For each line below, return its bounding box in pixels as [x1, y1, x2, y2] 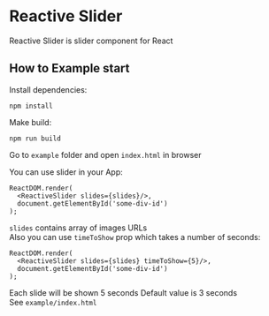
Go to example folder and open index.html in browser [9, 149, 202, 160]
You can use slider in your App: [9, 166, 124, 177]
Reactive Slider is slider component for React [9, 35, 173, 46]
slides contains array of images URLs [9, 222, 148, 233]
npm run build [9, 134, 62, 143]
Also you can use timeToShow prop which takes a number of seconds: [9, 231, 261, 242]
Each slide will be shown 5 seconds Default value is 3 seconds [9, 287, 237, 297]
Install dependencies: [9, 84, 88, 94]
